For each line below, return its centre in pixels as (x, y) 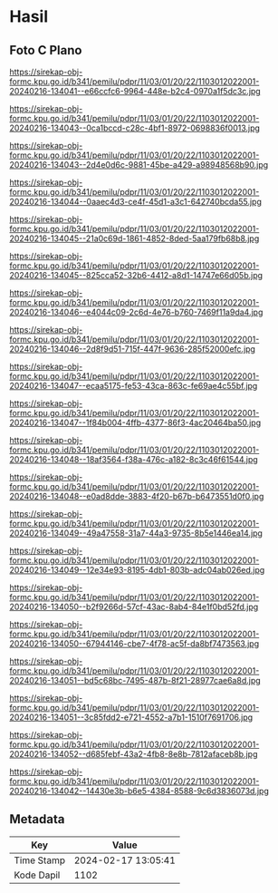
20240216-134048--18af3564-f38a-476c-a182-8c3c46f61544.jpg (134, 459)
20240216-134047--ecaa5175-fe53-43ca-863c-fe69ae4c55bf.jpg (134, 386)
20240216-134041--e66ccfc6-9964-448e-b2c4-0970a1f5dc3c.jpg (135, 91)
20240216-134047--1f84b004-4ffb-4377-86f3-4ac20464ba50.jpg (135, 422)
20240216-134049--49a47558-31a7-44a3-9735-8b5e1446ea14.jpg (136, 533)
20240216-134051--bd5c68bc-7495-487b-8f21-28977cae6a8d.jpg (135, 680)
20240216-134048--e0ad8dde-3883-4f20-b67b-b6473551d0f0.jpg (137, 496)
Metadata (37, 819)
